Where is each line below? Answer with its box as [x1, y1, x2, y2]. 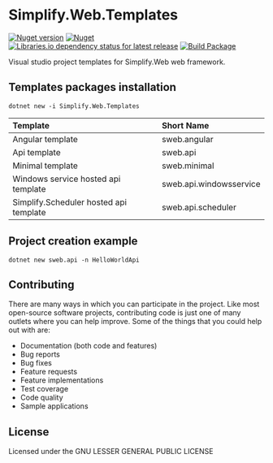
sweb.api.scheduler [161, 201, 237, 213]
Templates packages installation [8, 80, 177, 94]
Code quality [19, 392, 63, 403]
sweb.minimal [161, 160, 214, 171]
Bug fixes [19, 358, 53, 368]
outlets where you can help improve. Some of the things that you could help [8, 317, 262, 327]
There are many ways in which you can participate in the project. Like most [8, 299, 260, 309]
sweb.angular [161, 133, 214, 145]
